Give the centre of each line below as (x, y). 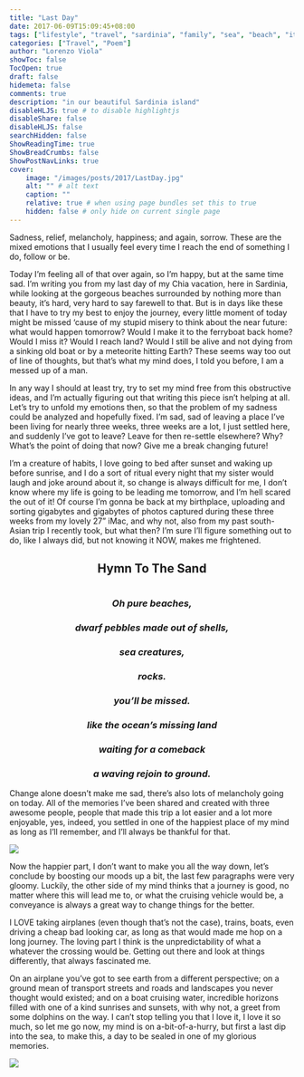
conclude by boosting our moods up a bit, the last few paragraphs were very (152, 876)
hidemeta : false (40, 85)
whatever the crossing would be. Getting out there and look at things (137, 951)
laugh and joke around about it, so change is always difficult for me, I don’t (148, 482)
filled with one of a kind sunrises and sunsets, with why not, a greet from (145, 1007)
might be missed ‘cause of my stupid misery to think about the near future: (148, 322)
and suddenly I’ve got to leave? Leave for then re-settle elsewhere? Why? (146, 436)
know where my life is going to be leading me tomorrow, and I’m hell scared (150, 492)
